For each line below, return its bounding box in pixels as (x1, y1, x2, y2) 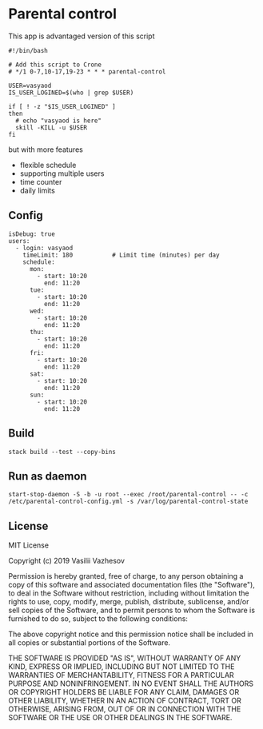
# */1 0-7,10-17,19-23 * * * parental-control (8, 67, 166, 76)
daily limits (19, 185, 56, 195)
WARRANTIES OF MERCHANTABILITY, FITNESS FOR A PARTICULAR (8, 671, 234, 680)
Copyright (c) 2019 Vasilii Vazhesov (8, 556, 126, 566)
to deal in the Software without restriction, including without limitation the (8, 588, 249, 598)
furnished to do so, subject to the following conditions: (8, 614, 188, 623)
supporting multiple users (19, 169, 105, 178)
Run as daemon (8, 469, 87, 483)
